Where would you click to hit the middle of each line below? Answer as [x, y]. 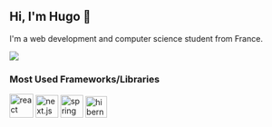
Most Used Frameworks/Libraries [85, 79]
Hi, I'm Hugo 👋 [50, 17]
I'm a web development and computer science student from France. [136, 38]
